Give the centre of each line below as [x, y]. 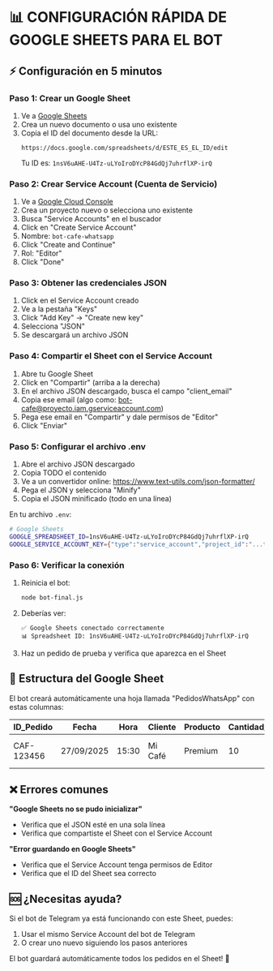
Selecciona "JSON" [53, 326]
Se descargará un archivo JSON [75, 335]
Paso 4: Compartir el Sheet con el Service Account [111, 356]
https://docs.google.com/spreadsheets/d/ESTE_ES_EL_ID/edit [124, 148]
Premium [201, 750]
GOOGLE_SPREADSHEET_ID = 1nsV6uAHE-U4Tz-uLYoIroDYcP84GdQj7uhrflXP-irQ [129, 537]
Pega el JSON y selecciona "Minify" [81, 490]
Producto [203, 727]
